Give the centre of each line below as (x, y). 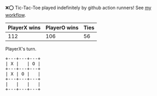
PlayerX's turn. (21, 49)
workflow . (16, 15)
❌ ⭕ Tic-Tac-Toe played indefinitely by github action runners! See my (78, 8)
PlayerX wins (24, 28)
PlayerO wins (62, 28)
